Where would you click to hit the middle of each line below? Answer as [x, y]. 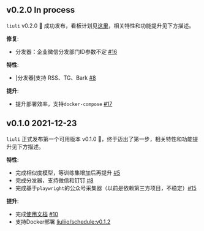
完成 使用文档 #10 [37, 214]
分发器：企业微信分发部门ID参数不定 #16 [66, 51]
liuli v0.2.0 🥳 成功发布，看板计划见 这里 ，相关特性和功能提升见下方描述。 [100, 25]
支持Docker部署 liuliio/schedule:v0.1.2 [63, 222]
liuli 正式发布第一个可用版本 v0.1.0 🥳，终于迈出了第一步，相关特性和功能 [100, 139]
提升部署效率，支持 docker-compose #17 [64, 104]
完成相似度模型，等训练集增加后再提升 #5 [68, 172]
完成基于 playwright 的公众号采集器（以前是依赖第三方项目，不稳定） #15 [106, 188]
